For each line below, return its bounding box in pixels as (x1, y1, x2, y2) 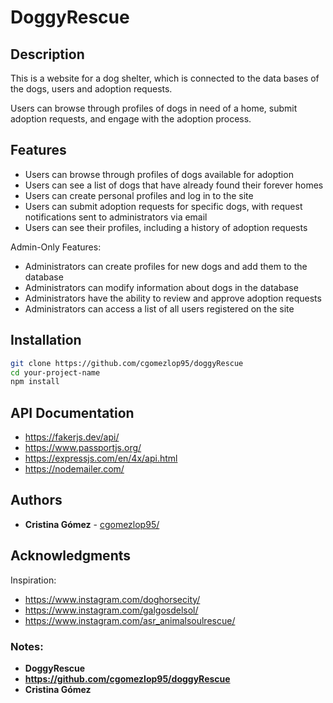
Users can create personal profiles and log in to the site (24, 189, 254, 201)
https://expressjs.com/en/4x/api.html (24, 452, 178, 465)
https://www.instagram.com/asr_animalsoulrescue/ (24, 614, 236, 626)
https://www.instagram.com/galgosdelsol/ (24, 604, 199, 616)
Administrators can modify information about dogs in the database (24, 281, 299, 293)
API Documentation (10, 404, 135, 421)
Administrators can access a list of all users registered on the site (24, 302, 295, 315)
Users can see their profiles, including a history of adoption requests (24, 221, 308, 233)
